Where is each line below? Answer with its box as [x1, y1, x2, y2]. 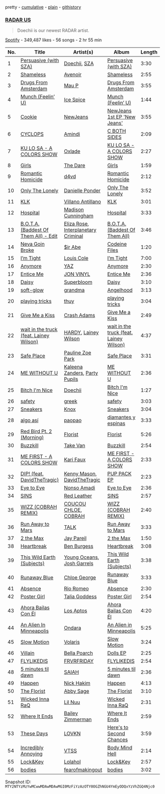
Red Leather [63, 492, 92, 499]
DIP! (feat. [20, 470, 44, 477]
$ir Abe [63, 244, 81, 251]
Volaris [63, 639, 80, 646]
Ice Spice [63, 96, 86, 103]
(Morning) [20, 434, 44, 441]
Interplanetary [63, 227, 97, 233]
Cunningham [63, 212, 94, 219]
